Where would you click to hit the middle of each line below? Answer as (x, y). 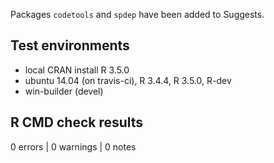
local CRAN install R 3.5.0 (77, 70)
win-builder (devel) (64, 91)
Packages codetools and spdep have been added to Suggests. (137, 14)
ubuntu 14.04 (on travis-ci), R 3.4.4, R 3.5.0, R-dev (128, 80)
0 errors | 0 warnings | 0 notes (73, 146)
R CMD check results (77, 122)
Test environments (70, 45)
